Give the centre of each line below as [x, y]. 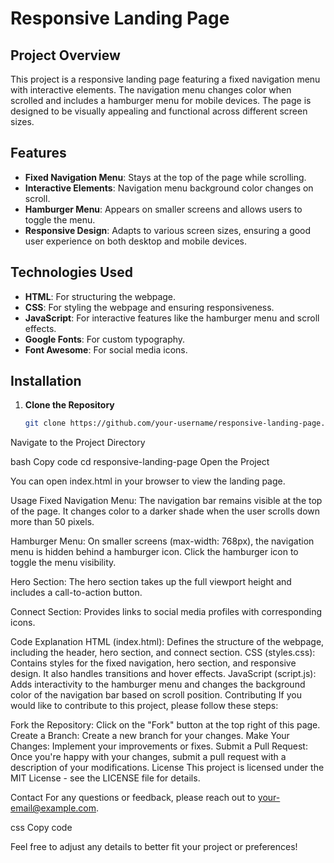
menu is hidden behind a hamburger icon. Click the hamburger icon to [154, 552]
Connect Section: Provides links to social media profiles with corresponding [166, 612]
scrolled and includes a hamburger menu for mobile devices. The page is [161, 100]
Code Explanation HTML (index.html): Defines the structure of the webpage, [167, 642]
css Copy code [41, 828]
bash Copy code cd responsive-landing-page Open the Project [140, 462]
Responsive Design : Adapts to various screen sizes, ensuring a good [168, 230]
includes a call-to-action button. [76, 593]
